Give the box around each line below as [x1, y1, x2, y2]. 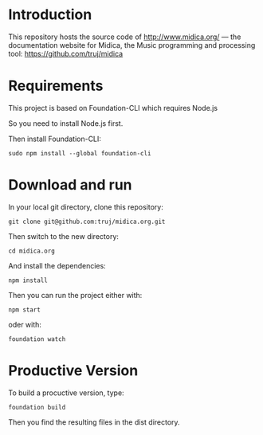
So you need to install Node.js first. [8, 118, 124, 128]
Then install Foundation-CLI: [8, 134, 102, 143]
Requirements [8, 77, 104, 95]
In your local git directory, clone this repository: [8, 202, 163, 212]
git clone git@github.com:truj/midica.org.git [8, 217, 166, 225]
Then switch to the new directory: [8, 231, 120, 241]
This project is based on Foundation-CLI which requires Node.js [8, 103, 218, 112]
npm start [8, 305, 41, 314]
